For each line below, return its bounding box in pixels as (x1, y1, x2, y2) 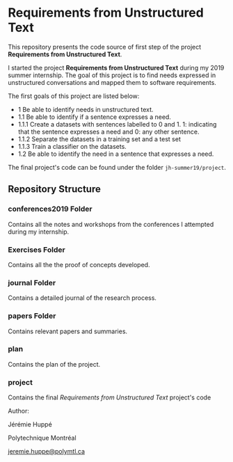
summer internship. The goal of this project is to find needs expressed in (8, 71, 216, 79)
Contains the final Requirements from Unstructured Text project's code (8, 393, 211, 401)
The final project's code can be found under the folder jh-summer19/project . (8, 163, 227, 171)
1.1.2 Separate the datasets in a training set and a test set (17, 134, 182, 143)
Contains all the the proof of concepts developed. (8, 260, 150, 269)
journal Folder (8, 278, 56, 287)
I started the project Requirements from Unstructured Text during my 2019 (8, 63, 225, 72)
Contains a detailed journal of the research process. (8, 294, 157, 302)
